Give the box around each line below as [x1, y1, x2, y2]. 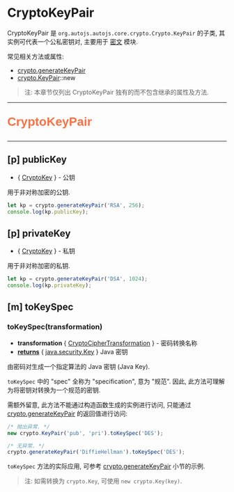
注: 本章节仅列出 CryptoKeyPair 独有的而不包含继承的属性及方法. [24, 88, 209, 96]
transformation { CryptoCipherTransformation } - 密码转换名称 [17, 339, 198, 347]
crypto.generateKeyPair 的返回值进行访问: [7, 409, 127, 418]
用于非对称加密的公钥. [7, 188, 71, 196]
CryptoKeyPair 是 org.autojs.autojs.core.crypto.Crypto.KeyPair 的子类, [7, 29, 217, 37]
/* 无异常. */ [7, 442, 45, 450]
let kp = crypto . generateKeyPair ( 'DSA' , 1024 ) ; [7, 276, 148, 283]
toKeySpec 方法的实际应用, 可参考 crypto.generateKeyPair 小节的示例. [7, 462, 205, 470]
